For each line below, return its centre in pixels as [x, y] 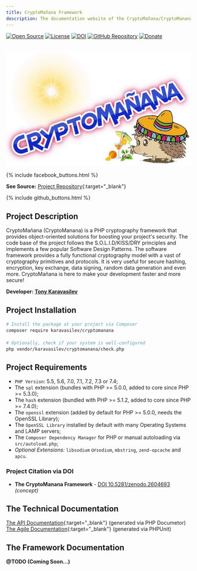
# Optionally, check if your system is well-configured [76, 343]
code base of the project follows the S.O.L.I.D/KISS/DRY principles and [91, 243]
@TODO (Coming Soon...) [38, 562]
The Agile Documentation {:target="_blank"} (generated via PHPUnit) [89, 529]
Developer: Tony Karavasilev [42, 292]
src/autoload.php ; [36, 444]
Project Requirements [47, 367]
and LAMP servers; [38, 431]
